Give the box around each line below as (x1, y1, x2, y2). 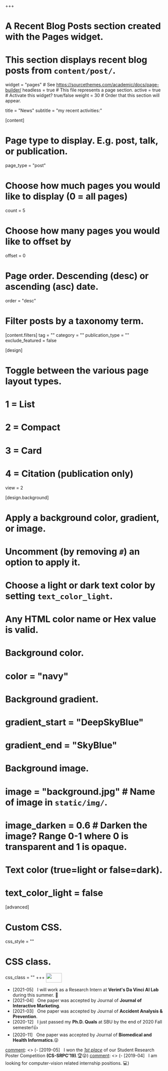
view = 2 (5, 485, 24, 491)
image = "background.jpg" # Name (5, 786, 155, 797)
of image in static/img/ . (5, 796, 107, 808)
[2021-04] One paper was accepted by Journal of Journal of (12, 997, 142, 1003)
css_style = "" (5, 938, 34, 944)
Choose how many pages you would (5, 225, 160, 237)
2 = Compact (5, 422, 61, 433)
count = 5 (5, 207, 25, 213)
